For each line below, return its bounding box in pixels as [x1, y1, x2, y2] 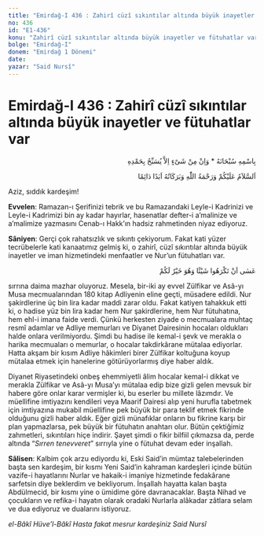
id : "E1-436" [8, 26, 51, 34]
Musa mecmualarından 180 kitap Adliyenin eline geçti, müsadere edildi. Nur [8, 289, 251, 299]
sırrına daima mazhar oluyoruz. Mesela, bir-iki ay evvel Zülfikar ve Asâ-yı [8, 281, 244, 290]
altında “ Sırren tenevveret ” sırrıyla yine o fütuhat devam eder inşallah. [8, 438, 233, 448]
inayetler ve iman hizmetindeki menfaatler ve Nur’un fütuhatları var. [8, 250, 225, 260]
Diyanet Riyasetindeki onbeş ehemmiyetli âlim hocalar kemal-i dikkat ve [8, 372, 240, 381]
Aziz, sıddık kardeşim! [8, 187, 79, 196]
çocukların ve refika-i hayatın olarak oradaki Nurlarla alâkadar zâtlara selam [8, 495, 253, 505]
